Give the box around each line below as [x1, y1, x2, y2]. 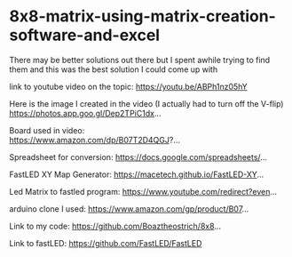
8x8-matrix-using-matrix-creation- [9, 6, 277, 27]
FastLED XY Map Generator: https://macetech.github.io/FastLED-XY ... [9, 169, 264, 180]
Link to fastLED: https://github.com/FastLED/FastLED [9, 237, 202, 248]
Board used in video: [9, 124, 85, 135]
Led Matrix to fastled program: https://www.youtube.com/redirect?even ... [9, 186, 278, 197]
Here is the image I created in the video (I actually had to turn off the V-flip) [9, 98, 284, 108]
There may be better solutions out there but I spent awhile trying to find [9, 54, 271, 65]
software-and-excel [9, 25, 161, 45]
